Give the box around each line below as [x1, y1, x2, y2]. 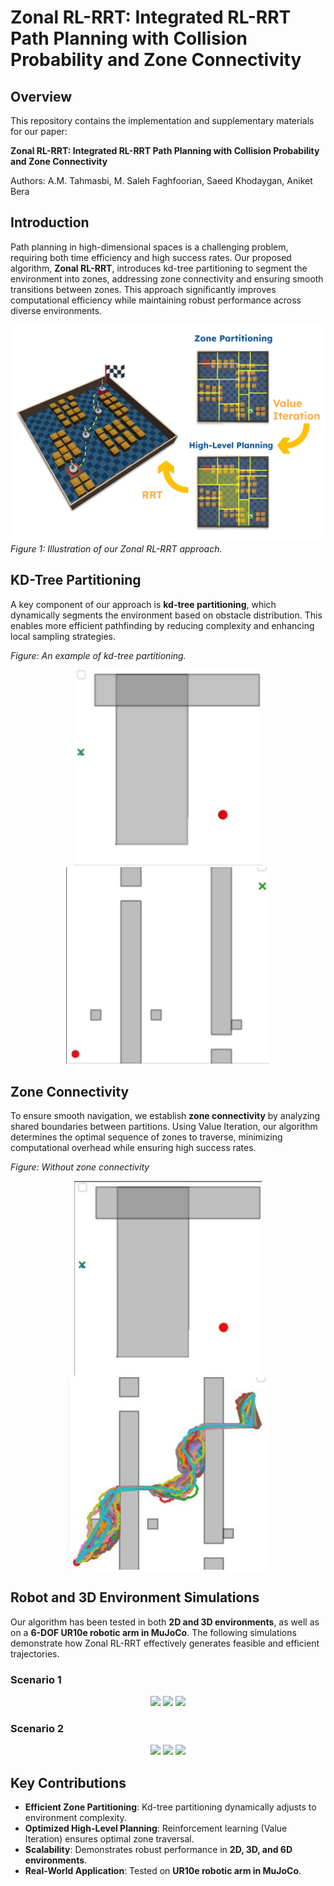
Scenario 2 [10, 1721, 65, 1735]
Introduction [10, 214, 90, 231]
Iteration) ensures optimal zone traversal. [24, 1833, 195, 1845]
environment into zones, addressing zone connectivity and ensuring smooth [10, 272, 324, 285]
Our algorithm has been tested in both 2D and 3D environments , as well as [10, 1616, 320, 1628]
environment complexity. [24, 1812, 127, 1824]
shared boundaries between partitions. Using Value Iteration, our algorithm [10, 1121, 318, 1132]
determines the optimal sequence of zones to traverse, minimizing [10, 1131, 283, 1143]
